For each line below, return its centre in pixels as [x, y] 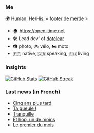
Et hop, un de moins [34, 119]
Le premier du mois [33, 125]
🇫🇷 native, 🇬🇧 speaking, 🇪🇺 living [51, 54]
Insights [16, 67]
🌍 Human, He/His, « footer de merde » [47, 18]
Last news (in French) [33, 92]
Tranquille [23, 113]
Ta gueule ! [25, 108]
